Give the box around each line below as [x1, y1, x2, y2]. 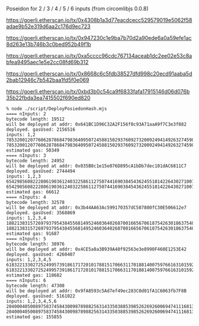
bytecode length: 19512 [6, 116, 65, 122]
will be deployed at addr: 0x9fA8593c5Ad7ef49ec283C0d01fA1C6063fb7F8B [6, 288, 187, 294]
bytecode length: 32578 [6, 199, 65, 205]
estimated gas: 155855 [6, 314, 62, 320]
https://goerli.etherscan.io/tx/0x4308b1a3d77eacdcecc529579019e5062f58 [6, 17, 192, 23]
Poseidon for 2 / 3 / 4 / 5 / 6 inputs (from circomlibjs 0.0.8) [6, 5, 149, 12]
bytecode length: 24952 [6, 158, 65, 164]
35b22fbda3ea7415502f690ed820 [6, 95, 91, 101]
